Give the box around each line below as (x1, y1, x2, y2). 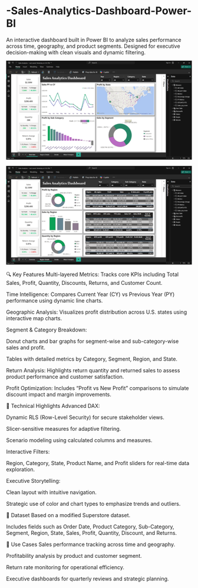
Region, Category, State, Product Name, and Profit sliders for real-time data (6, 460, 190, 467)
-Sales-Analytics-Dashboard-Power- (6, 4, 192, 18)
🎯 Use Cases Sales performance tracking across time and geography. (6, 541, 176, 548)
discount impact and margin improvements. (6, 391, 112, 398)
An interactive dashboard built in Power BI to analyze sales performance (6, 36, 181, 43)
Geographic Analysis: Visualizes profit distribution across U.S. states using (6, 308, 187, 316)
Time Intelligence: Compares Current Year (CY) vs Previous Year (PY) (6, 291, 175, 298)
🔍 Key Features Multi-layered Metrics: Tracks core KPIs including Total (6, 271, 179, 278)
